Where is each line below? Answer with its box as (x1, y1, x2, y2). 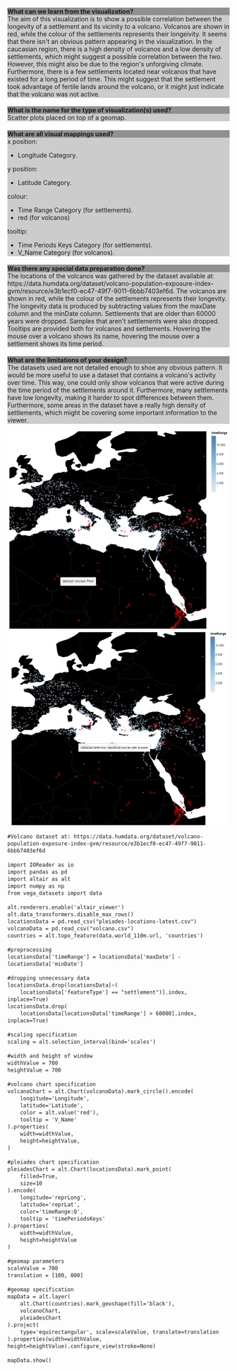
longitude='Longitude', (20, 1095, 90, 1102)
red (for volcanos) (17, 213, 71, 222)
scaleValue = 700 (7, 1265, 59, 1272)
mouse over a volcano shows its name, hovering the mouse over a (7, 332, 200, 340)
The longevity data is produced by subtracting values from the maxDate (7, 302, 217, 311)
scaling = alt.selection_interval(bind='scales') (7, 1038, 157, 1045)
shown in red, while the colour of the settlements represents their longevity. (7, 294, 227, 303)
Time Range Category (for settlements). (17, 205, 133, 214)
